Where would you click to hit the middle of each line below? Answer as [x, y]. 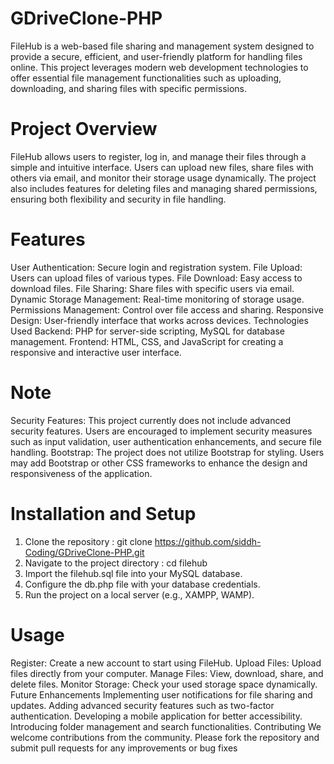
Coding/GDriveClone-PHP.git [84, 552]
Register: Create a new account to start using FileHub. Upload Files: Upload [166, 663]
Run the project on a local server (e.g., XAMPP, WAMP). [139, 594]
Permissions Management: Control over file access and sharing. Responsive [167, 309]
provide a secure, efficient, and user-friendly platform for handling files [156, 56]
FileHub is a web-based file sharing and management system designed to [162, 46]
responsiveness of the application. [81, 473]
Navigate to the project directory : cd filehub [116, 563]
